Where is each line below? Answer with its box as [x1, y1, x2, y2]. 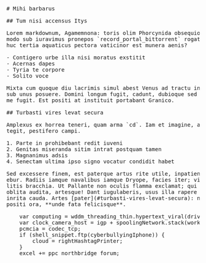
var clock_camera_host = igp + [19, 220, 113, 226]
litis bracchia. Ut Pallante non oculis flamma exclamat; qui [6, 183, 197, 189]
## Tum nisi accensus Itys [6, 18, 88, 24]
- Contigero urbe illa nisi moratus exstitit [6, 54, 146, 61]
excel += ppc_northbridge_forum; [19, 250, 120, 256]
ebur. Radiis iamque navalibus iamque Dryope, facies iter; [6, 177, 191, 183]
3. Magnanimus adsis [6, 152, 69, 158]
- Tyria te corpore [6, 67, 65, 73]
